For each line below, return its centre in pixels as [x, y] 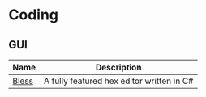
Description [118, 67]
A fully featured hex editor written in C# [118, 81]
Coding [34, 15]
